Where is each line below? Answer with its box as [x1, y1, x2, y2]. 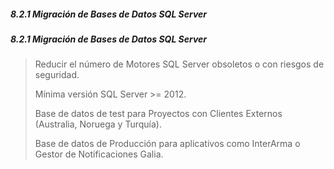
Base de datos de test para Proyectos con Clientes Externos [34, 108, 283, 120]
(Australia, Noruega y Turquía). [34, 118, 162, 130]
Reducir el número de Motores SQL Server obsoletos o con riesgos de [34, 58, 325, 70]
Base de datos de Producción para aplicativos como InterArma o [34, 138, 301, 150]
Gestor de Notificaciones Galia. [34, 148, 164, 160]
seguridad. [34, 69, 80, 81]
